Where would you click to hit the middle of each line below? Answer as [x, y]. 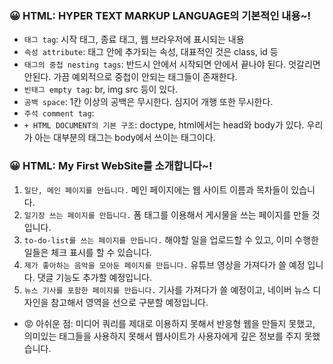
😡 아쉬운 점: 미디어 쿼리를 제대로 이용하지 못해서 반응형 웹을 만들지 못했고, [169, 323]
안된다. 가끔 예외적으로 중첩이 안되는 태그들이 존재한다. [130, 77]
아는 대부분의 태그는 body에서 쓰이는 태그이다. [125, 138]
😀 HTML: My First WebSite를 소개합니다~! [111, 166]
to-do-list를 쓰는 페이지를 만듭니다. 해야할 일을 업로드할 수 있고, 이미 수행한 [171, 239]
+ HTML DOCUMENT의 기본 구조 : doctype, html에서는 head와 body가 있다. [164, 125]
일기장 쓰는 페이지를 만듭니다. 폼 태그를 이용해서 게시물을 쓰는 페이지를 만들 [166, 214]
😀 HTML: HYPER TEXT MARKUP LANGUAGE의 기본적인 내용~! [160, 15]
